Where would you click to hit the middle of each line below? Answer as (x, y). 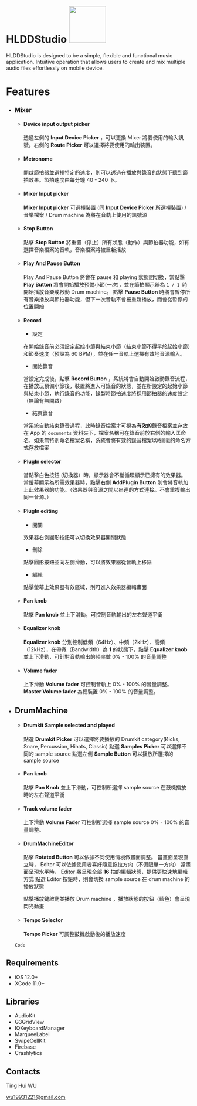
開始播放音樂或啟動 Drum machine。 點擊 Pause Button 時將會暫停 (104, 292)
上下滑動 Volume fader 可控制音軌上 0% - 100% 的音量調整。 (98, 684)
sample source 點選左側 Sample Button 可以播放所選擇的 (104, 754)
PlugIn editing (41, 511)
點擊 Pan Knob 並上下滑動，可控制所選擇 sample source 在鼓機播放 (105, 788)
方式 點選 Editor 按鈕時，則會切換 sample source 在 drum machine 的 (107, 879)
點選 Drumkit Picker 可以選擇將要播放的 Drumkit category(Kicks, (101, 739)
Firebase (25, 1047)
